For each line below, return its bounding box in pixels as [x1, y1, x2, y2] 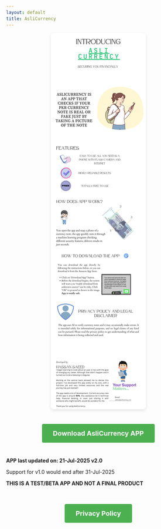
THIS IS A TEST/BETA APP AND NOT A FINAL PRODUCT [6, 480, 143, 487]
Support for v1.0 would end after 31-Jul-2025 [6, 468, 115, 476]
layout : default [6, 9, 46, 15]
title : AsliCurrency [6, 15, 57, 22]
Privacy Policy [76, 509, 121, 517]
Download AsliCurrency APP [52, 429, 145, 437]
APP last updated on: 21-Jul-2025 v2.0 [6, 457, 103, 464]
